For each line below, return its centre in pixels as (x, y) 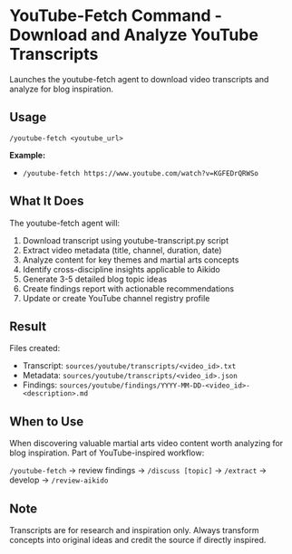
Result (28, 326)
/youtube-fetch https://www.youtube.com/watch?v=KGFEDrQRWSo (141, 173)
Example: (28, 155)
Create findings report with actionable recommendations (128, 288)
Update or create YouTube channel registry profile (116, 298)
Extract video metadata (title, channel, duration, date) (122, 250)
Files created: (35, 349)
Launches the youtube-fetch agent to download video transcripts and (139, 79)
